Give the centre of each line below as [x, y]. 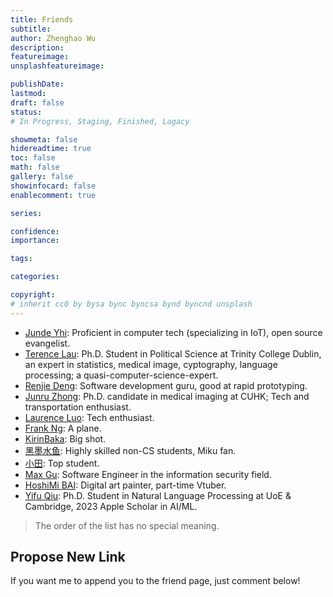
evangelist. [47, 343]
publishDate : [37, 84]
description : [37, 47]
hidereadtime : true [51, 149]
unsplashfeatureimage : [57, 66]
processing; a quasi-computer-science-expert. [121, 375]
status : [26, 112]
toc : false [33, 158]
